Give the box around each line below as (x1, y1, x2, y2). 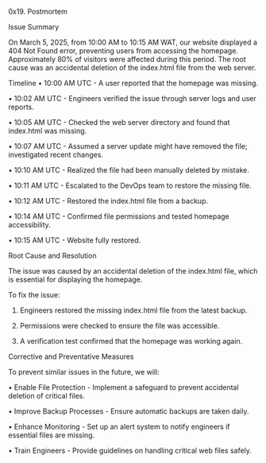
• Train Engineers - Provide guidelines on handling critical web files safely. (8, 445, 253, 455)
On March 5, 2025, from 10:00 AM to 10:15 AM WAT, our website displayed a (8, 37, 258, 47)
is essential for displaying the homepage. (8, 274, 143, 284)
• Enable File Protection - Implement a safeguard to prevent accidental (8, 383, 240, 392)
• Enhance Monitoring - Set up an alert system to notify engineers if (8, 422, 230, 431)
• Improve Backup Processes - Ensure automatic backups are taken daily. (8, 407, 249, 416)
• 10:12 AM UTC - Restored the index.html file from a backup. (8, 196, 209, 205)
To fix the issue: (8, 290, 61, 299)
